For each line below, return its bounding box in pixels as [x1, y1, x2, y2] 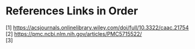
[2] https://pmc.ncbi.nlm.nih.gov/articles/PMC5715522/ [5, 30, 142, 37]
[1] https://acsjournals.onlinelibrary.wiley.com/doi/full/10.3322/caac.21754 [5, 24, 189, 31]
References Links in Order [5, 4, 138, 18]
